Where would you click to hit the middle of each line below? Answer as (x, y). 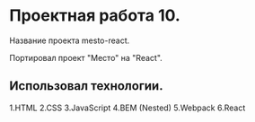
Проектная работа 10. (95, 16)
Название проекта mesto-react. (70, 40)
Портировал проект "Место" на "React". (86, 57)
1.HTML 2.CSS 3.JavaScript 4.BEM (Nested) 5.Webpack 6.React (127, 108)
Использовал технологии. (86, 86)
